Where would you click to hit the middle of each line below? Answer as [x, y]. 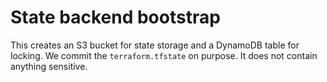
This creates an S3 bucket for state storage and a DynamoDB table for [155, 45]
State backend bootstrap [115, 17]
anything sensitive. [49, 66]
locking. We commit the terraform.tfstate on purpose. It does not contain [164, 55]
